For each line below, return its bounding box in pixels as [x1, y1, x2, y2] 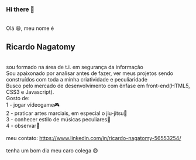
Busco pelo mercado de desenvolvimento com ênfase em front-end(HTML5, [6, 82, 190, 90]
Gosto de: [6, 95, 30, 102]
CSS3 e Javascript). [6, 88, 54, 96]
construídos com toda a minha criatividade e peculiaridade [6, 76, 148, 83]
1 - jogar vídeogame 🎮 [6, 101, 60, 108]
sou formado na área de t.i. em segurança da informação [6, 64, 143, 71]
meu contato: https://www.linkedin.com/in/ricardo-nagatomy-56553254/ [6, 135, 181, 142]
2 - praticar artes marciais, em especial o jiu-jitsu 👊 [6, 110, 128, 117]
